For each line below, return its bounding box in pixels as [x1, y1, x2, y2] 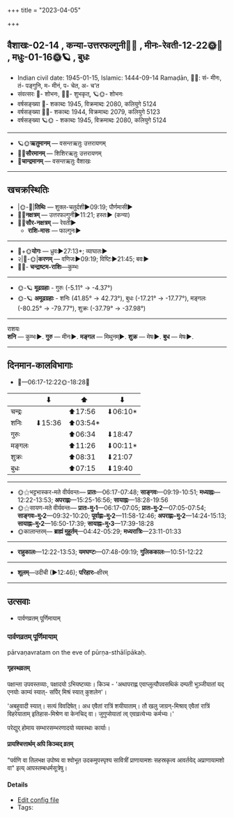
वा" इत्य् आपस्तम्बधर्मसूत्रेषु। [7, 764, 68, 772]
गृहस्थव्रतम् [7, 664, 30, 673]
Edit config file [17, 796, 59, 804]
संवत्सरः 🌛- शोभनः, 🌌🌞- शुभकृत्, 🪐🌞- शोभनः [17, 89, 123, 98]
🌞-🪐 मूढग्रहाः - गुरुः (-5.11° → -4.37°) [17, 283, 113, 292]
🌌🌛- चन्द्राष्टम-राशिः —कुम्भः [17, 262, 79, 271]
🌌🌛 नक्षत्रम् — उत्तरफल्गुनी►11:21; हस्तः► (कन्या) [17, 210, 130, 219]
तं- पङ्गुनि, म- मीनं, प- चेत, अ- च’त [17, 81, 100, 89]
